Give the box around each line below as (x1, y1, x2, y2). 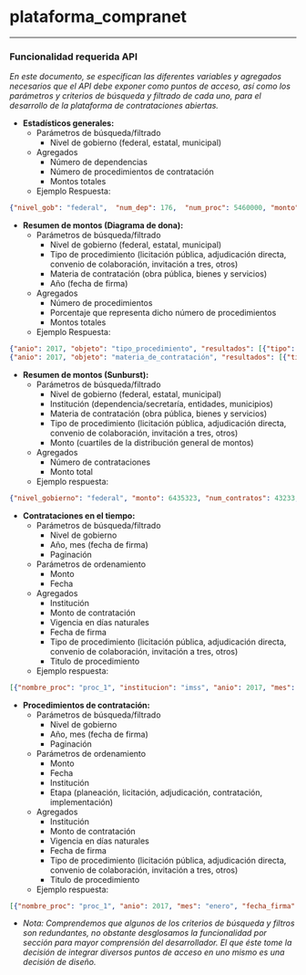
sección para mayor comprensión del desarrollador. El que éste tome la (22, 938, 292, 949)
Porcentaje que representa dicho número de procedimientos (49, 308, 277, 319)
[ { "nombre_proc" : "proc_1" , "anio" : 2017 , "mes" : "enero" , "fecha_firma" (9, 901, 296, 910)
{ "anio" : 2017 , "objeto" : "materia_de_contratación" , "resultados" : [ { (9, 352, 287, 362)
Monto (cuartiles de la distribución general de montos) (49, 436, 254, 448)
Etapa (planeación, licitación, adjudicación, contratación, (49, 787, 262, 798)
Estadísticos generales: (22, 118, 115, 129)
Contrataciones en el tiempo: (22, 509, 136, 521)
